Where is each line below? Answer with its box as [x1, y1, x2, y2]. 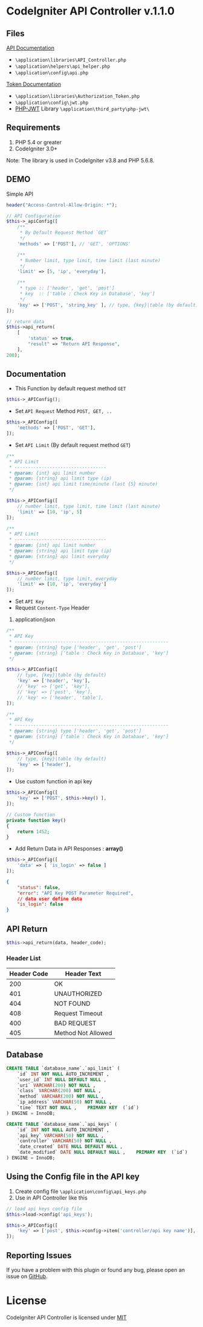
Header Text [65, 969, 101, 978]
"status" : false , [17, 884, 61, 890]
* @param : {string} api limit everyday [8, 553, 110, 559]
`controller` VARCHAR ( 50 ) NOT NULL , [17, 1138, 112, 1144]
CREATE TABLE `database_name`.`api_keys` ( [6, 1121, 118, 1127]
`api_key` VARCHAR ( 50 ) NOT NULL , [17, 1133, 104, 1139]
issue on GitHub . [6, 1273, 48, 1280]
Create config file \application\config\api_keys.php [14, 1187, 147, 1195]
